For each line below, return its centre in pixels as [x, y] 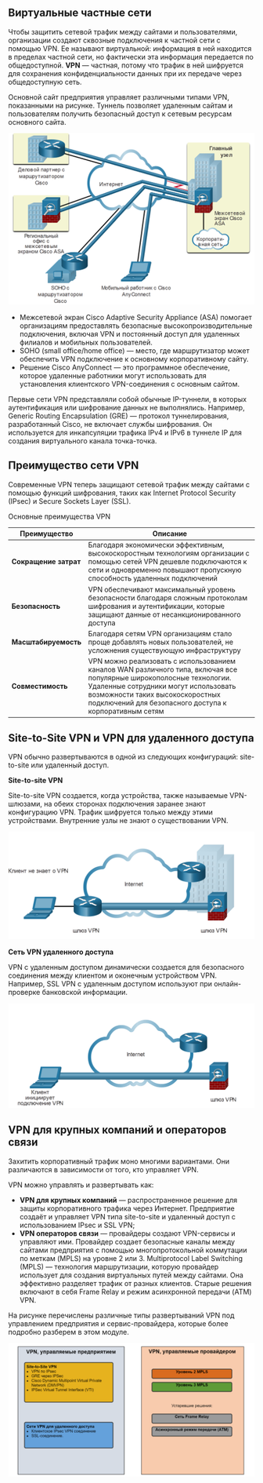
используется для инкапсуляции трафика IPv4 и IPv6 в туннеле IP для [125, 432]
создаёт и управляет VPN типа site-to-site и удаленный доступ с [128, 1216]
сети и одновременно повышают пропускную [165, 570]
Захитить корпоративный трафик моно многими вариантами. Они [119, 1161]
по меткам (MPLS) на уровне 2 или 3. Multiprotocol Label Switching [131, 1258]
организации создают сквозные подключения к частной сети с [114, 40]
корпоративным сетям [126, 711]
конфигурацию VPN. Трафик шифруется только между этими [111, 812]
